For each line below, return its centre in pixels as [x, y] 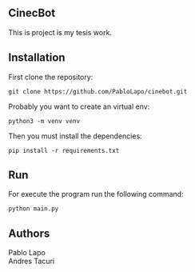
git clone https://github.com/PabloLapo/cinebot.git [98, 91]
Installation [37, 58]
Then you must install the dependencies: [75, 136]
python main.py [34, 209]
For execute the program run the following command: [96, 194]
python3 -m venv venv [44, 121]
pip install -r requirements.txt [64, 150]
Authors [29, 233]
